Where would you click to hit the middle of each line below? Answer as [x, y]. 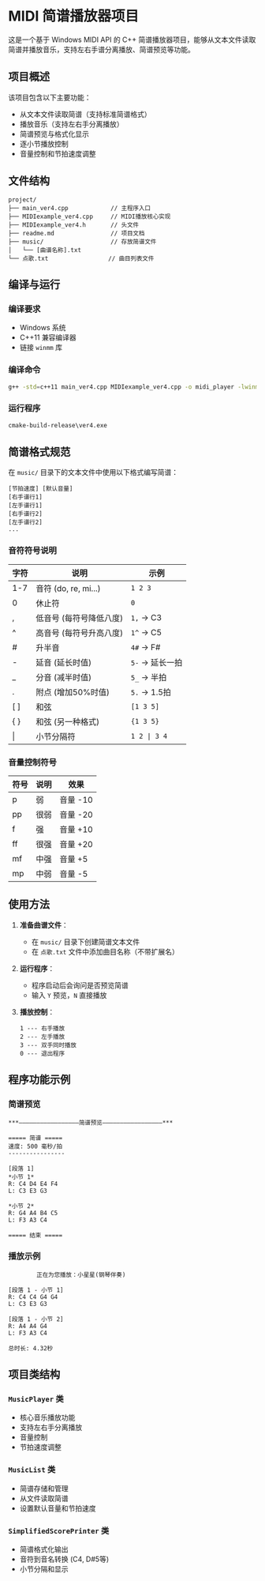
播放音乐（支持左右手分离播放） [71, 124]
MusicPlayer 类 [36, 1399]
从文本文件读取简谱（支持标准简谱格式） [85, 114]
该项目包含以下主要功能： [50, 97]
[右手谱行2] [26, 514]
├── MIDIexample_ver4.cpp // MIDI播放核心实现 [90, 216]
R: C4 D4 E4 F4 [33, 1184]
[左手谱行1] [26, 506]
